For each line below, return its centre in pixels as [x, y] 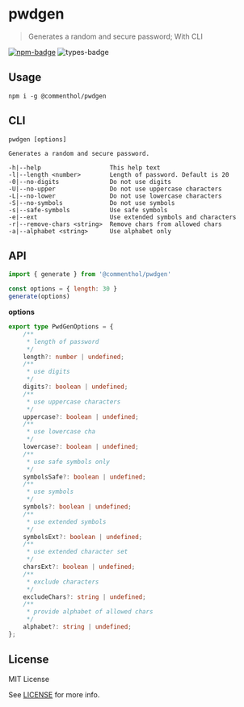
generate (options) [39, 297]
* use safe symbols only [68, 462]
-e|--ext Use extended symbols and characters [122, 217]
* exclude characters [63, 582]
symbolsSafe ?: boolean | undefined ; [85, 477]
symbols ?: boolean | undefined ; [77, 507]
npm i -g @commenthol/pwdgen [57, 96]
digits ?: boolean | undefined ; [76, 387]
